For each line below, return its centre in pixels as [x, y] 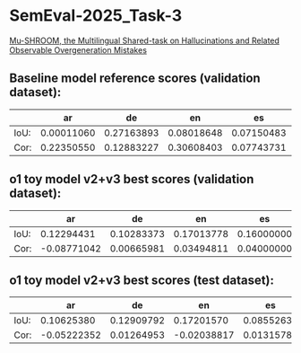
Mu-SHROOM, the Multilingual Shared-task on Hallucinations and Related [145, 40]
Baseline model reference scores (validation [135, 79]
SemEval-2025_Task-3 [95, 16]
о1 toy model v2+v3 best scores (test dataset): [142, 280]
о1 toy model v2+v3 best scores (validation [132, 179]
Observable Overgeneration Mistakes [78, 49]
